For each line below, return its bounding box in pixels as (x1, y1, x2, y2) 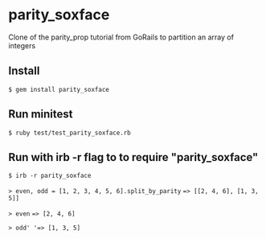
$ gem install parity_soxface (8, 85, 110, 93)
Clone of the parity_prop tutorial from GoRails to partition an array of (8, 32, 235, 42)
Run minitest (8, 107, 73, 122)
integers (8, 40, 36, 50)
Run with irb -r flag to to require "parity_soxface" (8, 150, 259, 164)
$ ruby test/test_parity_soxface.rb (8, 129, 131, 137)
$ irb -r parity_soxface (8, 171, 92, 180)
